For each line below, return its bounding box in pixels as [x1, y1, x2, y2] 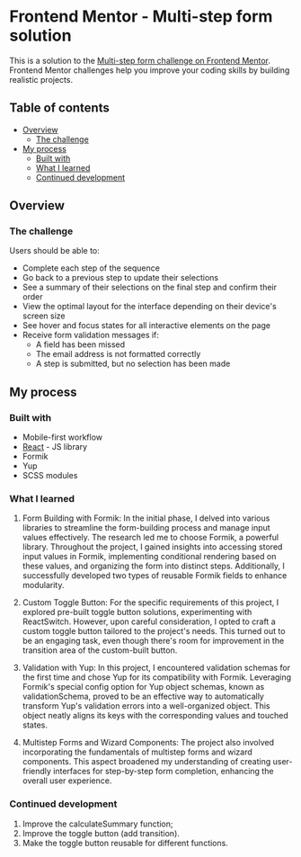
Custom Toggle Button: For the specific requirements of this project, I [22, 597, 279, 608]
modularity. [22, 580, 65, 591]
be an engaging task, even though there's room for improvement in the [22, 636, 285, 647]
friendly [22, 766, 52, 777]
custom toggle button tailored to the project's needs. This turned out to [22, 626, 286, 637]
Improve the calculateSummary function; [22, 818, 173, 829]
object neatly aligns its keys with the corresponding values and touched [22, 710, 289, 721]
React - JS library [22, 442, 88, 452]
